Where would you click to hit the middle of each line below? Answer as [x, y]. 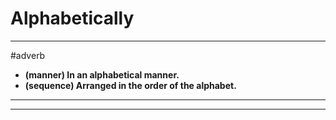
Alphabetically [72, 18]
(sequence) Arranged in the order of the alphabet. [130, 85]
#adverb [28, 55]
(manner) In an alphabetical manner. [102, 74]
